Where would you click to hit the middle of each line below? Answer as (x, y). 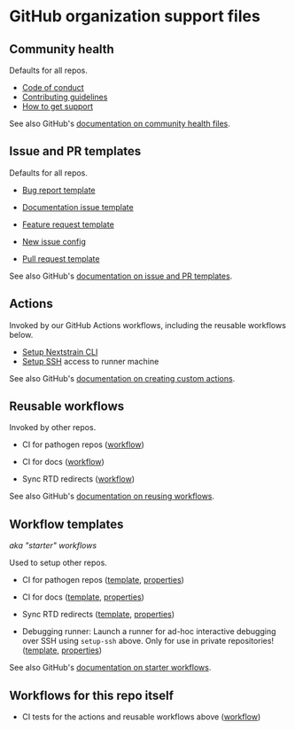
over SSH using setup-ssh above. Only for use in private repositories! (148, 641)
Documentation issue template (78, 207)
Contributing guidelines (65, 97)
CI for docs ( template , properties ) (83, 597)
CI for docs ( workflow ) (63, 462)
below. (21, 334)
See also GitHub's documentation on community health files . (120, 123)
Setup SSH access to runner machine (90, 361)
